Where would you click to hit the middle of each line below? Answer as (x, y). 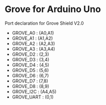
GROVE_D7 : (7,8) (30, 81)
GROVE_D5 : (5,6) (30, 70)
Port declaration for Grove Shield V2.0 (44, 23)
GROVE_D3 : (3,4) (31, 59)
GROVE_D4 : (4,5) (31, 65)
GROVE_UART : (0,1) (33, 97)
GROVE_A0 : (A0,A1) (33, 33)
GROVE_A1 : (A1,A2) (33, 38)
